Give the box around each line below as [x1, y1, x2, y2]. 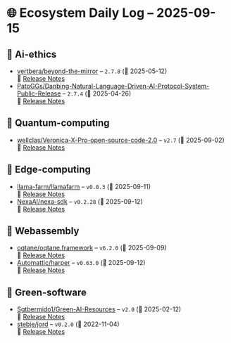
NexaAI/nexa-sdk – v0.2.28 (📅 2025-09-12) [16, 197, 143, 205]
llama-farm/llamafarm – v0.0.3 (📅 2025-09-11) [16, 182, 151, 190]
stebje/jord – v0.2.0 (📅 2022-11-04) [16, 320, 120, 328]
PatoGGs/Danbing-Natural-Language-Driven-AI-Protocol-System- [16, 82, 210, 90]
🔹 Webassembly [6, 225, 80, 237]
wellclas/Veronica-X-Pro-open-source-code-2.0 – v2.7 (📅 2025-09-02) [16, 136, 225, 144]
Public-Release [16, 89, 61, 98]
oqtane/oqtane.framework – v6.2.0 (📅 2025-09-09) [16, 244, 167, 252]
